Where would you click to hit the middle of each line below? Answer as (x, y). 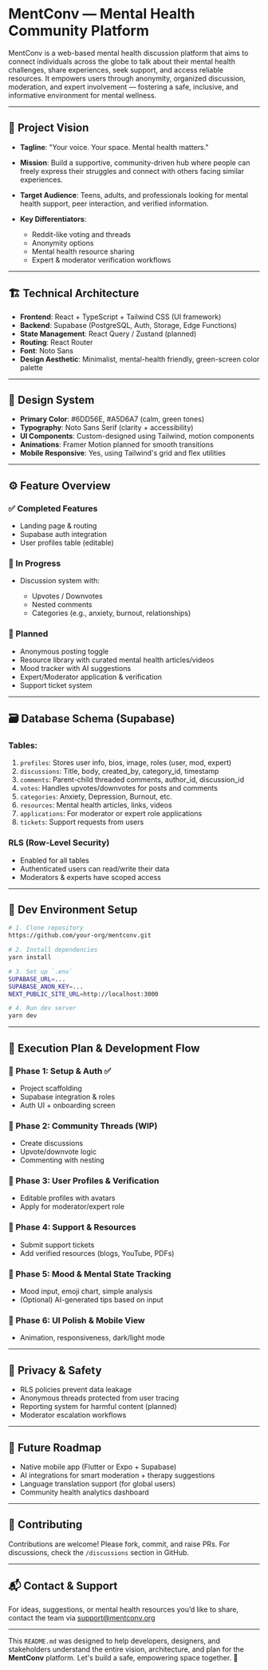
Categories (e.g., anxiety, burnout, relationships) (111, 613)
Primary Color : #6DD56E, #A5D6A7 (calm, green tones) (112, 419)
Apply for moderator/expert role (72, 1206)
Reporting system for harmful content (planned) (98, 1407)
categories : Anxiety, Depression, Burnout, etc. (96, 797)
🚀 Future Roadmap (55, 1448)
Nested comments (62, 605)
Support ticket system (56, 685)
